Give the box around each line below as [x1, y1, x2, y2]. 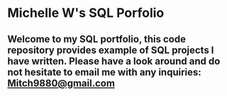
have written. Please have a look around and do [7, 55, 221, 67]
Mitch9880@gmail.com [7, 77, 116, 89]
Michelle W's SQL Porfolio [7, 5, 165, 21]
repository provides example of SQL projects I [7, 44, 214, 56]
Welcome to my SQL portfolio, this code [7, 33, 187, 45]
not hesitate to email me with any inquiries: [7, 66, 202, 78]
